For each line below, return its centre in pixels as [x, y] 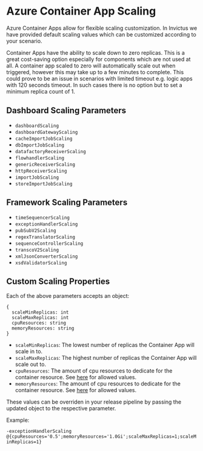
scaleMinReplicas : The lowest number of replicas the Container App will [105, 345]
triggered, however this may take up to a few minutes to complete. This [95, 72]
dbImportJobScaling [40, 145]
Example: [18, 420]
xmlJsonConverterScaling [46, 256]
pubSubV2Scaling [35, 230]
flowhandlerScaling [40, 158]
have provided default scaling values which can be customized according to [101, 34]
